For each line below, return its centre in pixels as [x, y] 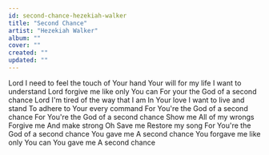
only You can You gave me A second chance [82, 142]
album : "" [25, 38]
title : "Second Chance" [48, 23]
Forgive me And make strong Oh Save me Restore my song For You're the [130, 125]
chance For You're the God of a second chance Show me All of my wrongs [131, 117]
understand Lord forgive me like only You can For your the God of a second [132, 91]
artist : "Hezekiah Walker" [53, 30]
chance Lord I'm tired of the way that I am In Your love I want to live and [126, 100]
